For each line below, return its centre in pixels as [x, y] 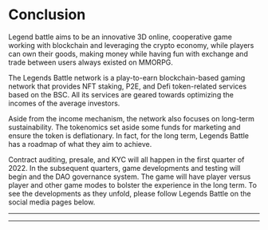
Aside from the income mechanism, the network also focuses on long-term [132, 118]
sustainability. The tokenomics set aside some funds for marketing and [124, 127]
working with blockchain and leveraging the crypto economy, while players [131, 45]
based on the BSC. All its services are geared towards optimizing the [121, 94]
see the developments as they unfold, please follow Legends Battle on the [130, 193]
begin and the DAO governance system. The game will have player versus [130, 176]
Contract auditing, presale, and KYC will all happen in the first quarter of [126, 159]
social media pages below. [52, 202]
